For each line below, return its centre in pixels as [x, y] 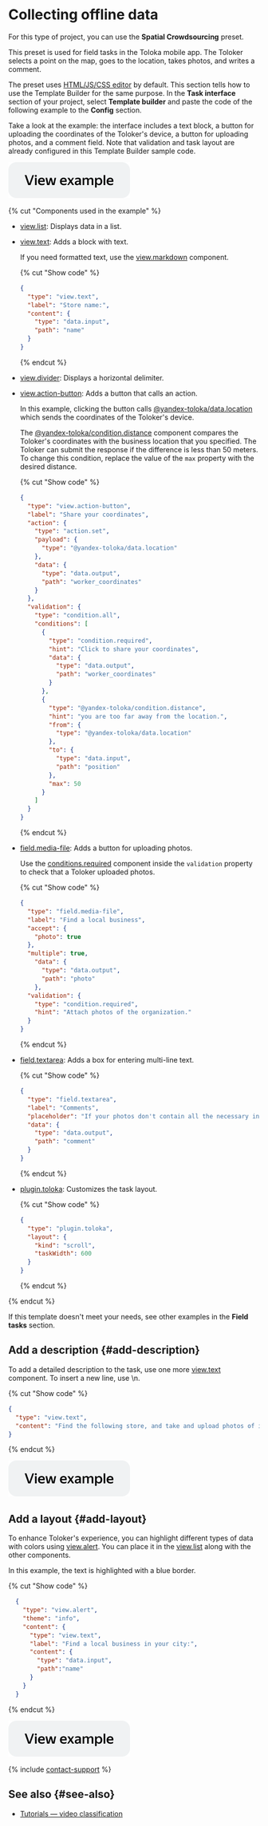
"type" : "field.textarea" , [72, 1099]
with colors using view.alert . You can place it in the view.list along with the [130, 1547]
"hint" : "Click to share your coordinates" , [124, 649]
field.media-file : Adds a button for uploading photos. [106, 848]
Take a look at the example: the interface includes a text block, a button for [131, 125]
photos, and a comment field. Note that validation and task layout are [122, 142]
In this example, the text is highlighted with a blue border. [102, 1571]
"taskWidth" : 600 [63, 1254]
